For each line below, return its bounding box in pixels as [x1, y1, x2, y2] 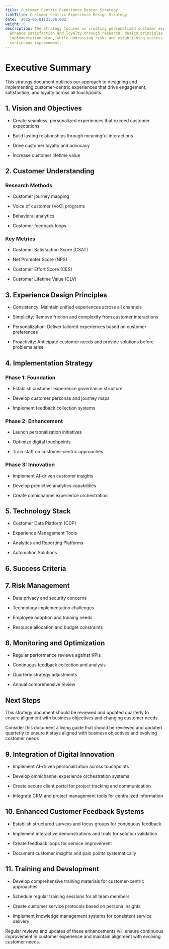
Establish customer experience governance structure [12, 385, 123, 391]
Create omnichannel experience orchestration [12, 492, 108, 498]
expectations [12, 123, 40, 129]
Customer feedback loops [12, 223, 67, 229]
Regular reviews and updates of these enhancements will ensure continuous [5, 928, 163, 934]
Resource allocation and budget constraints [12, 624, 103, 630]
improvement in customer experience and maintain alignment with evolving [5, 933, 161, 939]
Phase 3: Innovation [5, 461, 55, 468]
